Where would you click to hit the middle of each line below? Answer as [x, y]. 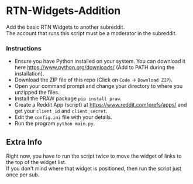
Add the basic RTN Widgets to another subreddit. [65, 27]
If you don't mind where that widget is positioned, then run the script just [94, 169]
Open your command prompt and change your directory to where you [99, 86]
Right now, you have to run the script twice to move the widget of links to [94, 156]
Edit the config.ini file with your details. [63, 117]
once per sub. [23, 175]
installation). [29, 74]
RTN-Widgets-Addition [63, 11]
